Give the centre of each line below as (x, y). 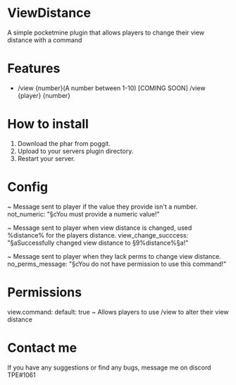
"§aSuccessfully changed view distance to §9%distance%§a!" (98, 243)
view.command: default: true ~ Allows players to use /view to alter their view (118, 312)
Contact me (42, 348)
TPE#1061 (22, 374)
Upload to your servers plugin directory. (75, 151)
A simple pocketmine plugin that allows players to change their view (106, 32)
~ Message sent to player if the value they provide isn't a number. (103, 207)
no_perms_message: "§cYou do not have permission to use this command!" (117, 264)
